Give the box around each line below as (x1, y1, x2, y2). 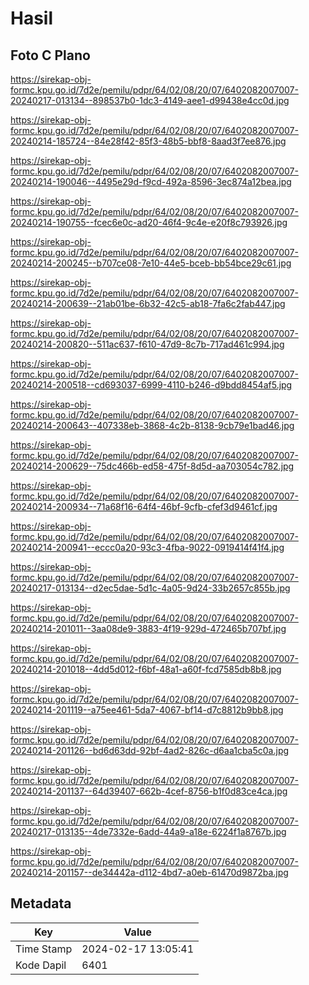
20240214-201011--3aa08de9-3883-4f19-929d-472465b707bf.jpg (10, 623, 287, 634)
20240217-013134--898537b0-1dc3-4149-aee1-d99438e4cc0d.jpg (10, 95, 290, 106)
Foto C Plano (10, 47, 91, 64)
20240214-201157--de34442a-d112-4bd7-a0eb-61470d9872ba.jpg (10, 867, 289, 878)
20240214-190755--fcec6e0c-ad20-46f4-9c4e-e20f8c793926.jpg (10, 217, 288, 228)
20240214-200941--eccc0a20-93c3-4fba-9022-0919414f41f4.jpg (10, 542, 285, 553)
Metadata (10, 895, 72, 912)
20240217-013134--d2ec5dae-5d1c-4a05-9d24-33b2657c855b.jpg (10, 582, 291, 594)
